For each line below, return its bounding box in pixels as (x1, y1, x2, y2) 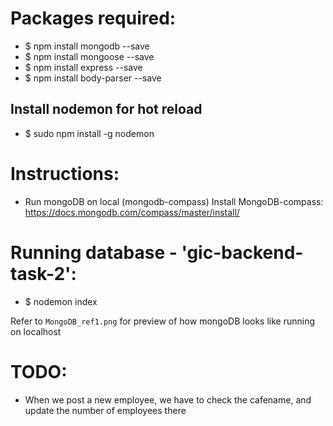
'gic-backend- (181, 241, 304, 264)
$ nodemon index (24, 295, 98, 307)
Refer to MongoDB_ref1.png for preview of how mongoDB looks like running (10, 315, 316, 327)
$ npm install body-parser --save (24, 72, 162, 84)
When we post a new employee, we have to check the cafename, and (24, 393, 312, 406)
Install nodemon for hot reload (10, 101, 203, 118)
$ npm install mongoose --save (24, 50, 155, 62)
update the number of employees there (24, 404, 187, 416)
